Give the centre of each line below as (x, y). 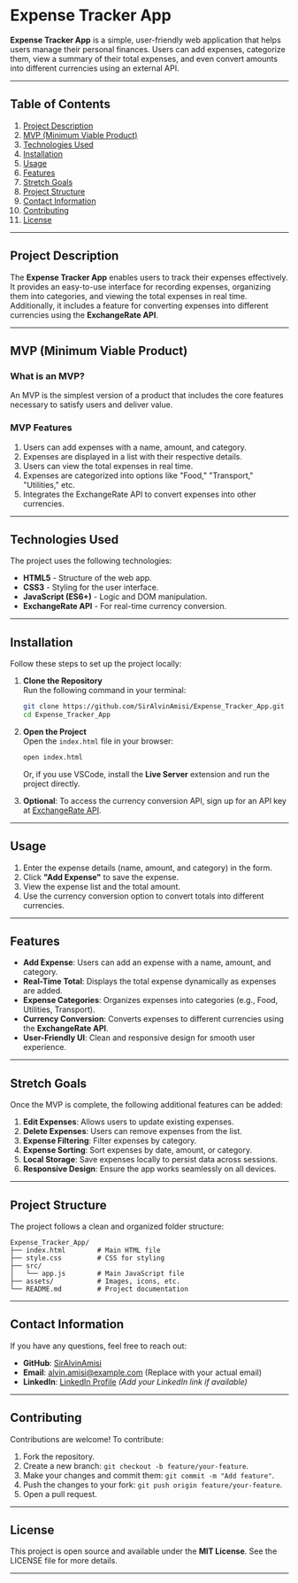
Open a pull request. (60, 1494)
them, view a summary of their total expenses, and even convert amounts (144, 58)
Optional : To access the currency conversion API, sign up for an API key (154, 800)
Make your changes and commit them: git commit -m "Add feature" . (149, 1475)
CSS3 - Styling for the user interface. (91, 587)
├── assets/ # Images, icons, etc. (95, 1282)
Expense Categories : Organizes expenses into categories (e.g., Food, (150, 1000)
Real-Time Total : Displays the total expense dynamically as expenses (149, 981)
